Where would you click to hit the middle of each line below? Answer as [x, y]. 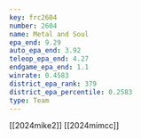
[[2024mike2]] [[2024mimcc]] [64, 126]
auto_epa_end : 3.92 [45, 51]
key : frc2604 [33, 17]
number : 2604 [33, 26]
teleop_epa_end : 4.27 [49, 59]
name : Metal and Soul [49, 34]
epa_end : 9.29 [35, 42]
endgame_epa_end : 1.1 [49, 68]
